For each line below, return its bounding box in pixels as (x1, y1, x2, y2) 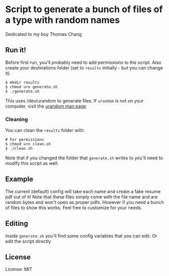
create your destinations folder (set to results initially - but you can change (5, 64, 163, 71)
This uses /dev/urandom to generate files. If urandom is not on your (5, 97, 144, 103)
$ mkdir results (5, 80, 40, 85)
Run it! (5, 46, 26, 54)
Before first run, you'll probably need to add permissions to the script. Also (5, 59, 161, 65)
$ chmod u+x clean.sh (5, 142, 51, 147)
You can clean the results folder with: (5, 127, 85, 133)
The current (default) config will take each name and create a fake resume (5, 188, 161, 194)
